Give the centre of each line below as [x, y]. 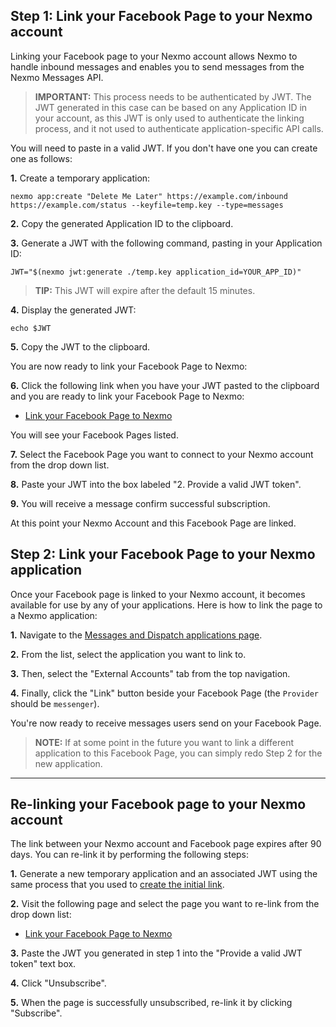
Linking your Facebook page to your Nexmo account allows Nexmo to [154, 56]
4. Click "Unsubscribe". [58, 983]
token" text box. [43, 964]
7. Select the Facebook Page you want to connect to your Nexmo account [162, 454]
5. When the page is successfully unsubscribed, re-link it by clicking [151, 1003]
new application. [68, 763]
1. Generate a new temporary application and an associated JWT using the [164, 874]
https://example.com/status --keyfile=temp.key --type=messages [147, 205]
